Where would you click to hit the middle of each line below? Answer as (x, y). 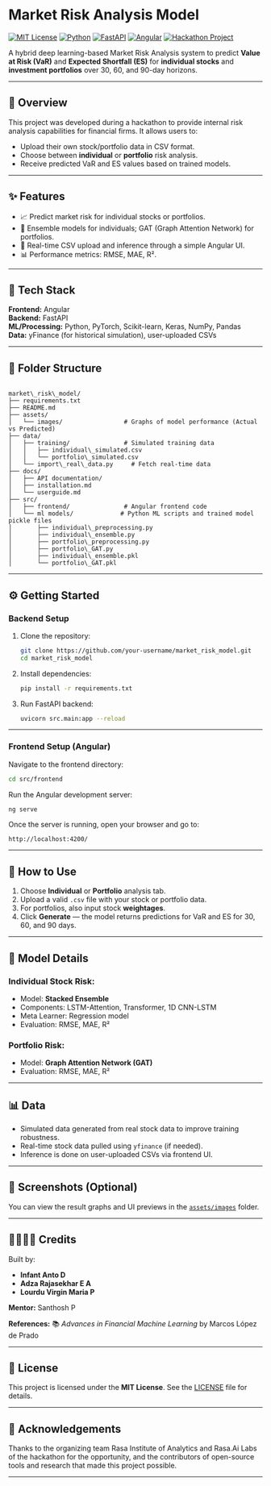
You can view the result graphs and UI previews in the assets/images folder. (134, 1206)
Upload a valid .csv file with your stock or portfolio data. (113, 900)
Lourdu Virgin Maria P (57, 1292)
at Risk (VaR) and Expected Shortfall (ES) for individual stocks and (121, 61)
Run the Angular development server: (71, 794)
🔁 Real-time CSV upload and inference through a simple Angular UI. (132, 245)
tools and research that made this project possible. (93, 1466)
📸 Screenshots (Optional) (73, 1187)
